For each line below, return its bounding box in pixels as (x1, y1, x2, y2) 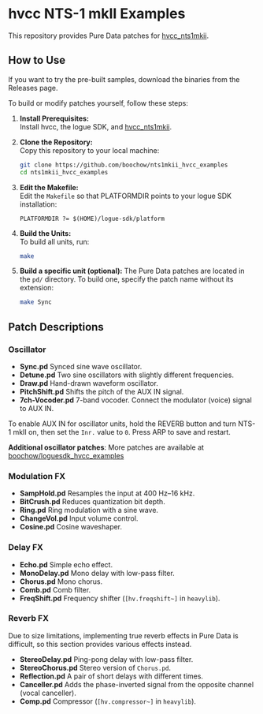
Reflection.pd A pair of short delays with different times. (19, 671, 203, 681)
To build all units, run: (19, 237, 90, 246)
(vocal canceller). (19, 688, 76, 697)
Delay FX (8, 542, 43, 553)
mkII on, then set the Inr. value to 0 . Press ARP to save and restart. (13, 427, 231, 436)
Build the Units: (19, 228, 72, 237)
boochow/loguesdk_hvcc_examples (8, 450, 124, 460)
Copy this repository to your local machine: (19, 145, 160, 155)
